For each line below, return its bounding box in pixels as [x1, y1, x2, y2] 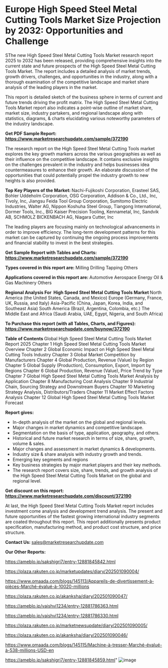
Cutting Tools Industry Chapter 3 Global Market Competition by [5, 351, 136, 357]
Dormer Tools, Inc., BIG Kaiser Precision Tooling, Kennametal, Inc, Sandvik [5, 209, 159, 215]
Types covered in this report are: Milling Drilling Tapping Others [5, 264, 138, 270]
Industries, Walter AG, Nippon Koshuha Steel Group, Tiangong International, [5, 203, 162, 209]
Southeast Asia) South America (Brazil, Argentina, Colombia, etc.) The [5, 305, 150, 311]
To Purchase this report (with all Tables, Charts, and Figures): [5, 320, 136, 326]
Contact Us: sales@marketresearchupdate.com [5, 539, 104, 545]
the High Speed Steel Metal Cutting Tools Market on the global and [12, 472, 151, 479]
